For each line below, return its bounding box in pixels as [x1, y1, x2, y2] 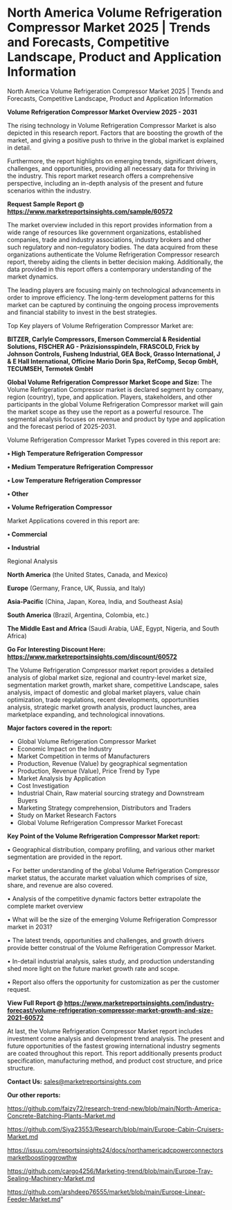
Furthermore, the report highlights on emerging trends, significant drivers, [7, 156, 218, 165]
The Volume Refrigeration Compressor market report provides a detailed [7, 666, 214, 674]
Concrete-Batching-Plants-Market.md [7, 1111, 116, 1120]
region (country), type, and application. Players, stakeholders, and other [7, 393, 213, 401]
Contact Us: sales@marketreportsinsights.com [7, 1077, 142, 1086]
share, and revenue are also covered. [7, 881, 114, 889]
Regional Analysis [7, 557, 58, 565]
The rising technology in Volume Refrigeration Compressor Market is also [7, 121, 217, 129]
